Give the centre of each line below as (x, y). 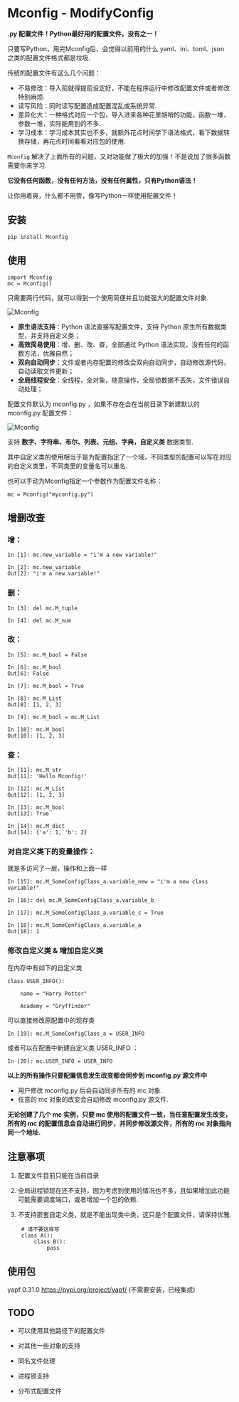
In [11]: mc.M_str (34, 770)
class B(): (50, 1242)
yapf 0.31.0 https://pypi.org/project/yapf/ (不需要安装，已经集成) (101, 1290)
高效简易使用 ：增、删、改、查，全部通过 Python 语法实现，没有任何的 (120, 344)
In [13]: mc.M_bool (36, 808)
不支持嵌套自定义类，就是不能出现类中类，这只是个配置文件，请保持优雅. (124, 1214)
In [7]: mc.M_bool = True (46, 686)
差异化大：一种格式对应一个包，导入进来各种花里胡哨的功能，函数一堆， (123, 115)
